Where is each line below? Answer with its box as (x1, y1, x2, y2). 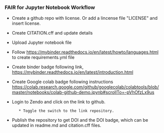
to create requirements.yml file (11, 54, 75, 60)
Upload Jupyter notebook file (11, 40, 72, 45)
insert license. (11, 20, 41, 26)
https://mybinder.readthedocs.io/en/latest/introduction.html (11, 69, 133, 75)
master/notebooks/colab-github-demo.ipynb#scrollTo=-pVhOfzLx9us (11, 89, 155, 95)
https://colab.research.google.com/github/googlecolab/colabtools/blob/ (11, 84, 159, 90)
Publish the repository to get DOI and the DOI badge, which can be (11, 117, 148, 123)
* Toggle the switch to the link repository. (18, 108, 114, 114)
